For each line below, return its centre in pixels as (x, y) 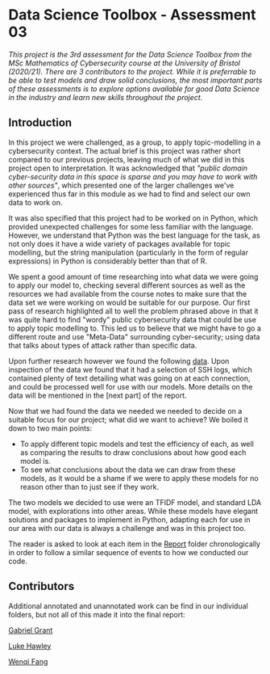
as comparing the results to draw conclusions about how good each (133, 452)
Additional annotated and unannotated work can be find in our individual (128, 606)
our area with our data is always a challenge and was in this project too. (127, 528)
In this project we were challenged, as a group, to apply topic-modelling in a (135, 142)
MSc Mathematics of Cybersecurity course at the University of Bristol (124, 63)
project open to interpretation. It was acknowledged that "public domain (128, 168)
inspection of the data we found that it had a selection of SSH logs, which (130, 369)
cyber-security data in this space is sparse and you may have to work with (133, 176)
